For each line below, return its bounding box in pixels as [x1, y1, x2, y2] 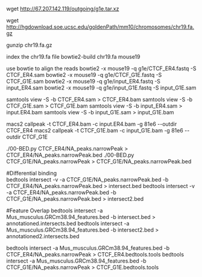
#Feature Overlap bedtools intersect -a [6, 207, 103, 214]
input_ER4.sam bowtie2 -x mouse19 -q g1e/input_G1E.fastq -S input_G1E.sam [6, 84, 197, 91]
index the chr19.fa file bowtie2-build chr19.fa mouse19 [6, 53, 140, 60]
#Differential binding [6, 169, 57, 177]
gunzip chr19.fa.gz [6, 42, 52, 48]
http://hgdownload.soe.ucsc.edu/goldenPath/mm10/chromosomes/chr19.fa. [6, 24, 195, 30]
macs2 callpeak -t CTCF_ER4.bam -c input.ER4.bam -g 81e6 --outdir [6, 120, 177, 128]
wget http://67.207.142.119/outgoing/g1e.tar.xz [6, 5, 119, 12]
